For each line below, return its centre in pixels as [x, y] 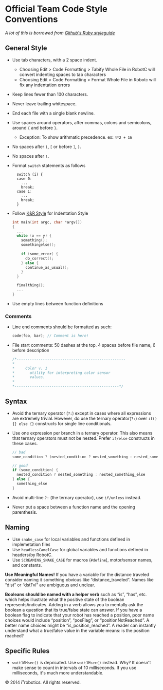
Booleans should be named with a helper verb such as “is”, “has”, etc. [76, 594]
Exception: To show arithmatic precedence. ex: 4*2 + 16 [76, 137]
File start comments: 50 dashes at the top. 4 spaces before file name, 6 [84, 345]
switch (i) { [30, 174]
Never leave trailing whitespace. [44, 104]
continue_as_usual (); [47, 267]
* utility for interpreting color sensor [61, 373]
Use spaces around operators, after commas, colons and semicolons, [82, 122]
